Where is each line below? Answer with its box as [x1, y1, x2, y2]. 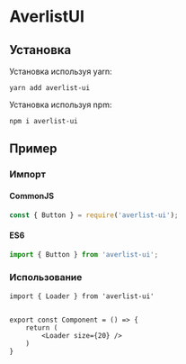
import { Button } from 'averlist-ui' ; [9, 250, 159, 259]
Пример [9, 141, 58, 157]
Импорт [9, 168, 47, 181]
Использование [9, 271, 83, 284]
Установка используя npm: [9, 99, 112, 110]
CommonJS [9, 190, 55, 201]
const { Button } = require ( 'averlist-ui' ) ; [9, 210, 179, 220]
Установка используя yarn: [9, 66, 112, 77]
